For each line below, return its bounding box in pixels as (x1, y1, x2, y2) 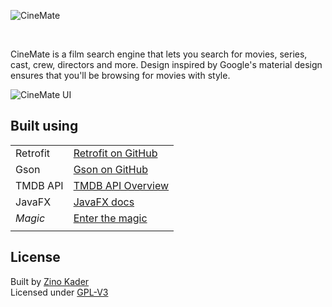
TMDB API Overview (73, 178, 170, 192)
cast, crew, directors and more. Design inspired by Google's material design (10, 59, 323, 70)
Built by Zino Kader (10, 275, 90, 287)
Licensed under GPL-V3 (10, 286, 109, 298)
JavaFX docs (73, 195, 135, 209)
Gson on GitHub (73, 162, 148, 176)
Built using (10, 118, 79, 135)
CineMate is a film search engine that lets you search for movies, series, (10, 48, 308, 60)
